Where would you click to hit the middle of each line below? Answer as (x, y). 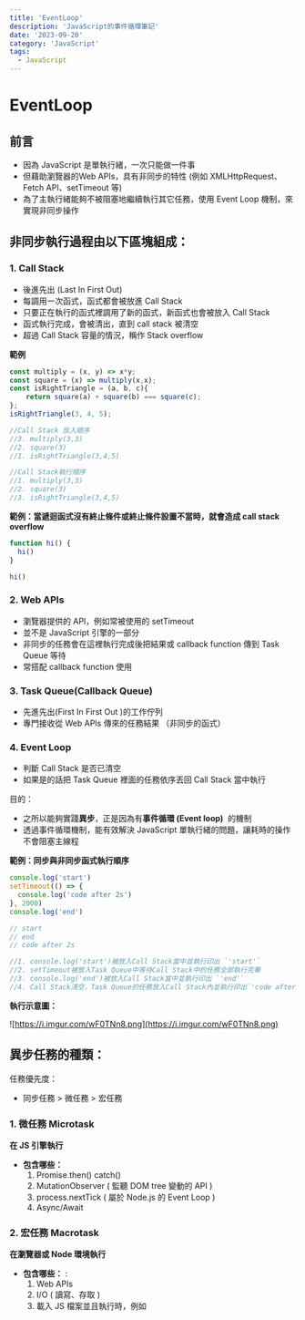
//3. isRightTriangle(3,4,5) (65, 498)
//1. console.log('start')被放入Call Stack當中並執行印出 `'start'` (135, 962)
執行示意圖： (33, 1005)
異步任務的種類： (57, 1055)
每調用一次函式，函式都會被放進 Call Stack (102, 301)
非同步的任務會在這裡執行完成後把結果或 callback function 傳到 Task (151, 644)
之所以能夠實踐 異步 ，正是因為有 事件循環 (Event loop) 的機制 (137, 819)
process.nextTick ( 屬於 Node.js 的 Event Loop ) (126, 1197)
